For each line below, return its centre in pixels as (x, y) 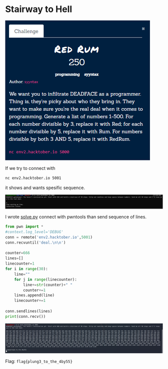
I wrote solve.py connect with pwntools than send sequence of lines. (76, 217)
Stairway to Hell (39, 9)
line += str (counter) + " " (48, 285)
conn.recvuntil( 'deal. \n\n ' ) (35, 242)
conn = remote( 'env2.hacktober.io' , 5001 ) (49, 237)
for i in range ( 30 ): (27, 269)
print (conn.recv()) (25, 316)
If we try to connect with (30, 168)
